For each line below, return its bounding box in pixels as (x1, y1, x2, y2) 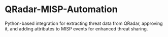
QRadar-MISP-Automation (5, 4, 118, 15)
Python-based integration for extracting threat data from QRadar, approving (5, 20, 163, 26)
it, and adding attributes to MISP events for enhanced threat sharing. (5, 25, 148, 31)
